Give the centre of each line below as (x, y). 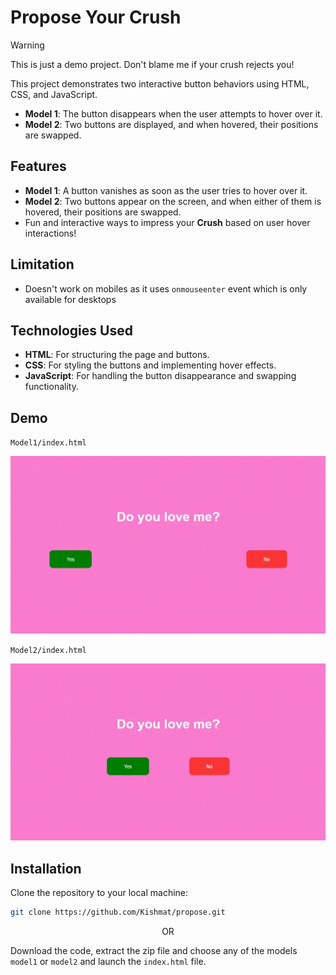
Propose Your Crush (96, 17)
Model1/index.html (48, 443)
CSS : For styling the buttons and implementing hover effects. (150, 365)
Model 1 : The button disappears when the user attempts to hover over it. (173, 113)
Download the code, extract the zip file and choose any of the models (154, 950)
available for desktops (70, 299)
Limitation (42, 264)
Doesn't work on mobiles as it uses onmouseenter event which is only (166, 288)
